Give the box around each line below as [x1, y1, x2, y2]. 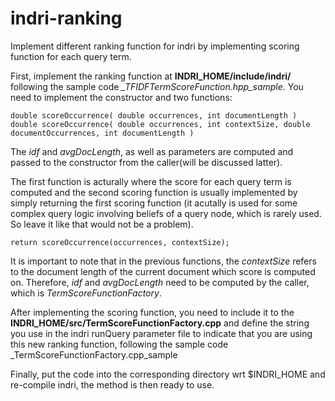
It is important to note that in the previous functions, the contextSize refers [10, 255, 317, 267]
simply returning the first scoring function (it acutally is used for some [10, 197, 298, 209]
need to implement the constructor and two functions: [10, 91, 233, 103]
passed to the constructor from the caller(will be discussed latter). [10, 156, 283, 168]
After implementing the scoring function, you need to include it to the [10, 306, 295, 318]
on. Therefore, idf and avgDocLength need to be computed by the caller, [10, 276, 310, 288]
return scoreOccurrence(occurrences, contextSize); [10, 237, 230, 247]
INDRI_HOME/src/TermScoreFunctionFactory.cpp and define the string [10, 317, 310, 329]
